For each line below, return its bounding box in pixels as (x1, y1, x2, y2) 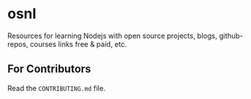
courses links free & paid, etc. (29, 39, 127, 48)
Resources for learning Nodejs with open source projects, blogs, (7, 31, 218, 40)
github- (219, 31, 243, 40)
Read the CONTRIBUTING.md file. (7, 83, 106, 93)
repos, (7, 39, 29, 48)
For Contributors (7, 63, 92, 76)
